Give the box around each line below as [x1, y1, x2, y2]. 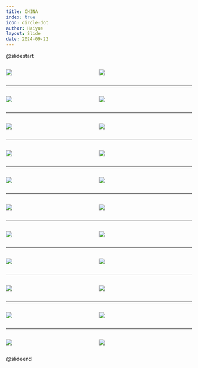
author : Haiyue [6, 25, 44, 31]
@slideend [6, 356, 32, 362]
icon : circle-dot [6, 20, 49, 25]
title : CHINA [6, 8, 38, 15]
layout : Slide [6, 31, 41, 37]
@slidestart [6, 53, 34, 59]
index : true [6, 14, 35, 20]
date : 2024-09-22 [6, 36, 49, 42]
